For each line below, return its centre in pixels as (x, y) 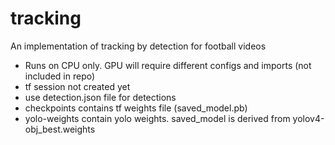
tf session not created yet (77, 86)
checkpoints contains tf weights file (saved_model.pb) (136, 108)
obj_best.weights (60, 129)
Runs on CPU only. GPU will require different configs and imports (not (168, 65)
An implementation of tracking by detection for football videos (138, 46)
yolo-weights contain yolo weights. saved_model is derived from (157, 118)
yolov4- (308, 118)
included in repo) (60, 76)
